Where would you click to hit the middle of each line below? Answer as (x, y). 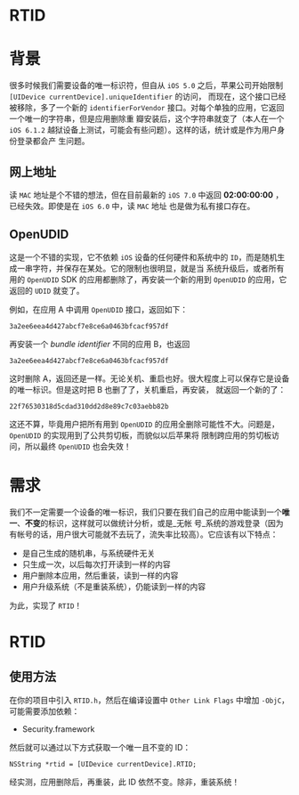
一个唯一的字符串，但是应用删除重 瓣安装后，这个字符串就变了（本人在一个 (147, 119)
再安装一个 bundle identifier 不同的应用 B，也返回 (100, 344)
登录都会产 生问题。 (53, 141)
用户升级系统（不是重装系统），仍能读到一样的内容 (114, 586)
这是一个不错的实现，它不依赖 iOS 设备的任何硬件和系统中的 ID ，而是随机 (143, 257)
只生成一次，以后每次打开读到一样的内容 (96, 564)
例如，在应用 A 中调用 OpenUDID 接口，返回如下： (99, 309)
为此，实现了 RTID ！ (46, 605)
